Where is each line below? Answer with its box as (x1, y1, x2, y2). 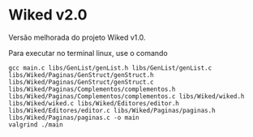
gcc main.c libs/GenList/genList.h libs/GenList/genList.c (8, 63, 212, 72)
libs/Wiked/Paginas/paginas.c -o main (8, 113, 139, 122)
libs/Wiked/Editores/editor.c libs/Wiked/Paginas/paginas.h (8, 106, 217, 114)
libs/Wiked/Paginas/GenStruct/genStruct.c (8, 78, 154, 86)
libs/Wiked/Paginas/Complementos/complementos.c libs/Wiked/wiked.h (8, 92, 245, 101)
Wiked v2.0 (8, 6, 88, 24)
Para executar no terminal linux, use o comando (8, 48, 168, 58)
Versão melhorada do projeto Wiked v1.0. (8, 32, 146, 42)
